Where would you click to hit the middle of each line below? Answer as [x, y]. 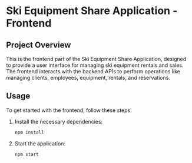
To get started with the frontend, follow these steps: [69, 110]
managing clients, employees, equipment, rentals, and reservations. [88, 78]
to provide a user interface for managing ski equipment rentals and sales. [95, 65]
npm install [29, 132]
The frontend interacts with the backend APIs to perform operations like [93, 71]
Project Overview [39, 45]
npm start [27, 154]
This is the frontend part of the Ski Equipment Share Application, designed [96, 59]
